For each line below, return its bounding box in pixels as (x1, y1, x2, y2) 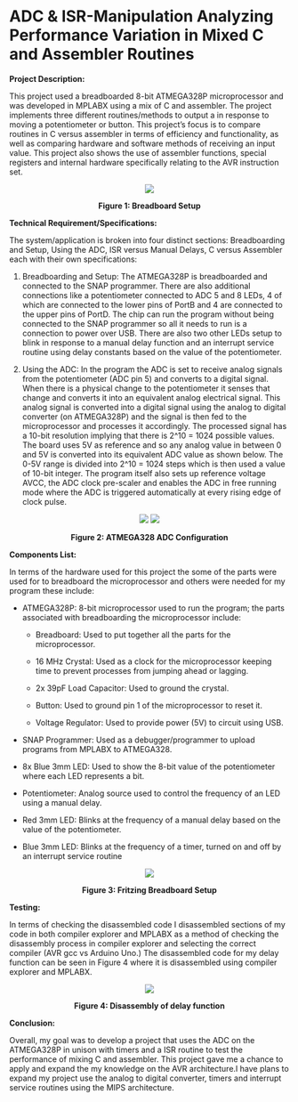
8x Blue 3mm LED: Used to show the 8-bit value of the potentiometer (21, 761, 276, 772)
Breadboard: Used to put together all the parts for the (35, 629, 231, 640)
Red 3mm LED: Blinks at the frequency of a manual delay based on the (21, 814, 281, 825)
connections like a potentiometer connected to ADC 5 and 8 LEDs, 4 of (21, 289, 283, 300)
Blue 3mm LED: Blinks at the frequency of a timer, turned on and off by (21, 841, 282, 852)
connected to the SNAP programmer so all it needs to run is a (21, 318, 247, 328)
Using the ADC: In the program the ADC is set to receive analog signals (21, 363, 283, 375)
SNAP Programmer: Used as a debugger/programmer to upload (21, 734, 255, 745)
